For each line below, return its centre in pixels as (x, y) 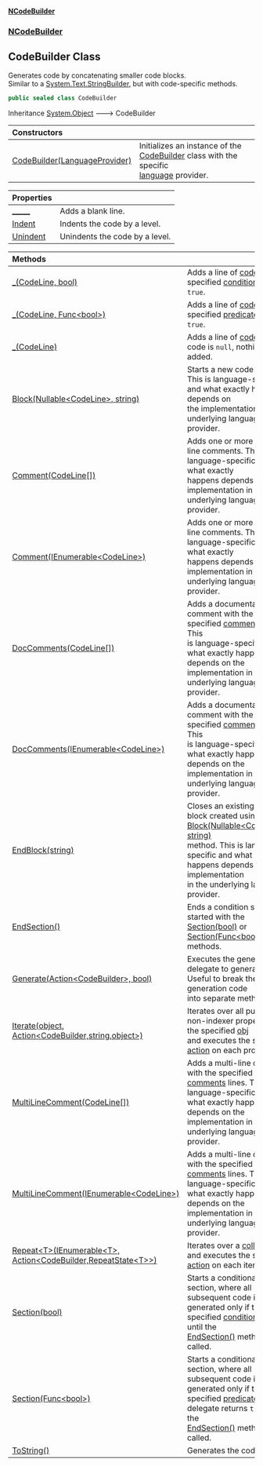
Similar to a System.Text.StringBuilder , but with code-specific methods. (123, 84)
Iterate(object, (38, 1026)
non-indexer (210, 1021)
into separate (211, 998)
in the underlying (218, 884)
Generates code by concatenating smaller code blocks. (97, 75)
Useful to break (215, 979)
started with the (216, 917)
